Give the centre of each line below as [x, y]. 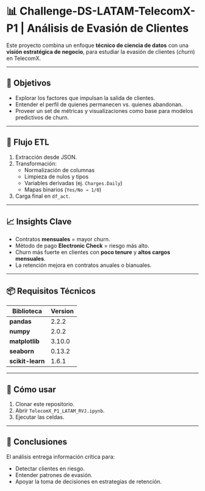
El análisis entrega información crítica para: [61, 456]
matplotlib [24, 341]
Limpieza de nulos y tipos [56, 176]
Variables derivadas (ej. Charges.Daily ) [74, 183]
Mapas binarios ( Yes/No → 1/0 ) [63, 189]
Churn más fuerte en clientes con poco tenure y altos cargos [93, 252]
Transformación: [36, 163]
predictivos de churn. [42, 117]
